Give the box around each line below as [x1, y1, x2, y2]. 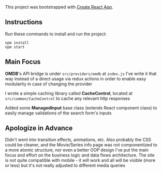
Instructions [5, 18, 43, 26]
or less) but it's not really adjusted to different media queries [5, 162, 126, 169]
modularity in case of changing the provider [5, 81, 92, 87]
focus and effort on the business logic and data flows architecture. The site [5, 152, 155, 158]
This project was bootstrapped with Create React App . [5, 4, 114, 10]
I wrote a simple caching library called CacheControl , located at [5, 90, 133, 96]
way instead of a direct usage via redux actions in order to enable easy [5, 76, 147, 81]
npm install [5, 40, 29, 45]
